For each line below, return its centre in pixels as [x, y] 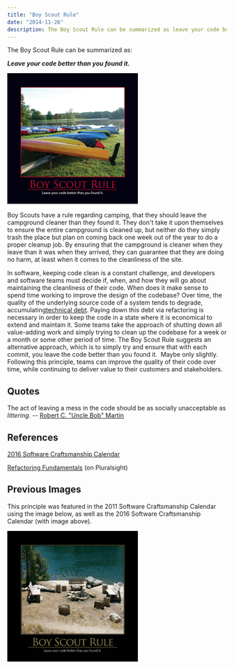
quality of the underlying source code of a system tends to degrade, [105, 302]
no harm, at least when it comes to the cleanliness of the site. [95, 260]
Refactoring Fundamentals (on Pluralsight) [68, 468]
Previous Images [44, 490]
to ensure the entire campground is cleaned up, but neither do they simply [114, 230]
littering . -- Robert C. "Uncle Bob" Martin [65, 415]
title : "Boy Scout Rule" [43, 15]
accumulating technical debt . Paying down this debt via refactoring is [106, 310]
